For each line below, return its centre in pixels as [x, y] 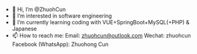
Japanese [25, 29]
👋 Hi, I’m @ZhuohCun [39, 9]
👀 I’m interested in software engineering [62, 16]
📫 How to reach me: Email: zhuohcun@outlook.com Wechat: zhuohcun [101, 35]
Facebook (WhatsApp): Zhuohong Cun [60, 44]
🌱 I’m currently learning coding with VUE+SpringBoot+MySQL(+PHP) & [101, 22]
